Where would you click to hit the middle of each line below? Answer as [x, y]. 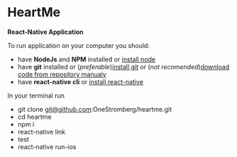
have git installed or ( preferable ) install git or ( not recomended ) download [123, 66]
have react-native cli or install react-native [81, 81]
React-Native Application [45, 32]
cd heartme [34, 117]
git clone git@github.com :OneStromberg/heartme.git [95, 109]
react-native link [42, 132]
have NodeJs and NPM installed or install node [87, 59]
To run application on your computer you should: [79, 45]
